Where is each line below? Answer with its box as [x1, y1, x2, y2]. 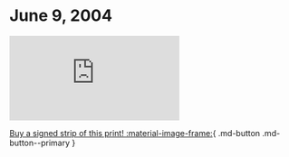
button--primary [9, 137, 71, 148]
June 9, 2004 [9, 5, 113, 26]
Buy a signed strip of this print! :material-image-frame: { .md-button [9, 127, 261, 138]
